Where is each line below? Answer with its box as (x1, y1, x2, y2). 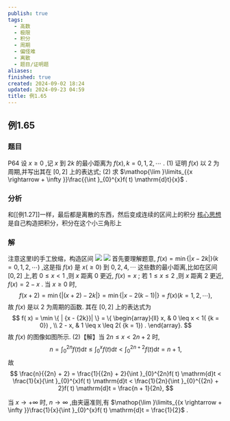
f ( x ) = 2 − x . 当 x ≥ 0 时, (8, 280, 77, 288)
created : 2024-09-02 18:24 (8, 80, 85, 87)
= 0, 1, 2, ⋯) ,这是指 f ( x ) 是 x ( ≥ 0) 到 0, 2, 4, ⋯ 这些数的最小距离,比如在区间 (8, 263, 218, 271)
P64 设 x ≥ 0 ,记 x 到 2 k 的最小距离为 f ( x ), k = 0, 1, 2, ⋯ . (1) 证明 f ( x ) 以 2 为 (8, 159, 220, 167)
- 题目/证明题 (14, 61, 49, 68)
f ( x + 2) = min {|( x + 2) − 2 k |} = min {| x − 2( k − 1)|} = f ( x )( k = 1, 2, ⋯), (18, 292, 213, 300)
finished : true (8, 73, 51, 81)
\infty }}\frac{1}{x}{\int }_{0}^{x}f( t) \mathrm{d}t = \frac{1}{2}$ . (8, 405, 189, 414)
